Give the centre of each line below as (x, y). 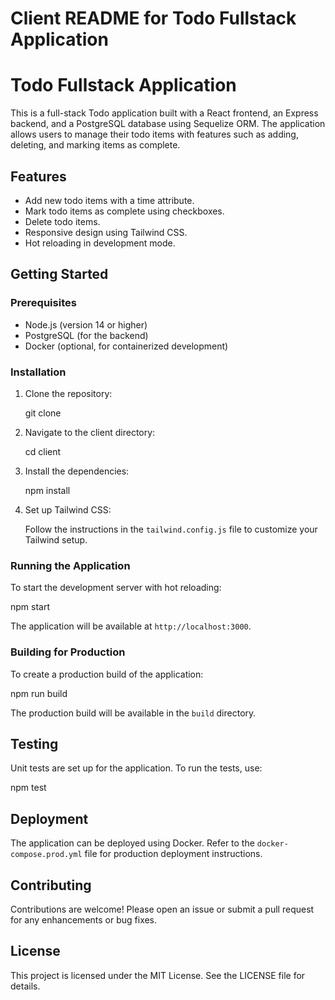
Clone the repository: (68, 393)
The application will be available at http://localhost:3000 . (131, 626)
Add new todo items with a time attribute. (109, 200)
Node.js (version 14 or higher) (86, 324)
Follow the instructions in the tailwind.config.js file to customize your (171, 529)
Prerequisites (43, 303)
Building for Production (68, 652)
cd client (43, 451)
